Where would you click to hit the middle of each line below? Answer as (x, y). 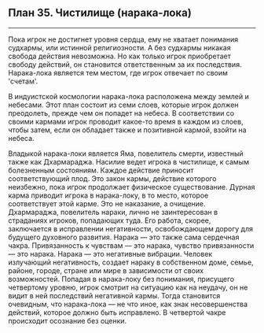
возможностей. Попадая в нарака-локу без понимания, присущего (121, 279)
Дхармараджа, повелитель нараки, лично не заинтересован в (113, 212)
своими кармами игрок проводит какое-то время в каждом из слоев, (126, 121)
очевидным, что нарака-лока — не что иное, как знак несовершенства (128, 304)
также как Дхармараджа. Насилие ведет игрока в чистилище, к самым (129, 161)
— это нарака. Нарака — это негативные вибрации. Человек (110, 253)
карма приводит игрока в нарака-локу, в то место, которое (108, 195)
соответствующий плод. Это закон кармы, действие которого (112, 178)
